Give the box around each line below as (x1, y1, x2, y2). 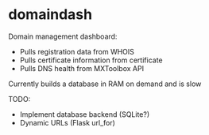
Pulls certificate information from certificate (19, 55, 163, 65)
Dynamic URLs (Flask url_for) (19, 118, 115, 127)
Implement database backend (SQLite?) (19, 109, 150, 119)
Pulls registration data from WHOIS (19, 47, 135, 56)
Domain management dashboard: (8, 32, 118, 41)
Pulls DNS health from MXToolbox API (19, 63, 145, 73)
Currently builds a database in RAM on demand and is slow (8, 79, 202, 88)
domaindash (8, 6, 93, 24)
